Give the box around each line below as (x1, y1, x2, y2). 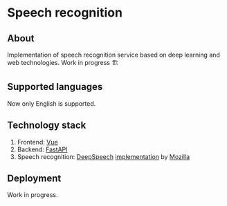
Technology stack (7, 120, 87, 131)
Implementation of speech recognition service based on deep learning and (7, 50, 220, 59)
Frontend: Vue (17, 138, 58, 146)
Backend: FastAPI (17, 145, 68, 153)
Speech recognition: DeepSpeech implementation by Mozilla (17, 152, 190, 160)
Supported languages (7, 81, 103, 93)
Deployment (7, 173, 62, 185)
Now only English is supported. (7, 99, 96, 108)
